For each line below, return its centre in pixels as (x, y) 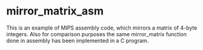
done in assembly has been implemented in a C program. (78, 40)
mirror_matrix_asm (55, 11)
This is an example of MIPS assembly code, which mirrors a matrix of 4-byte (102, 28)
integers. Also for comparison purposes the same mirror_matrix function (96, 34)
